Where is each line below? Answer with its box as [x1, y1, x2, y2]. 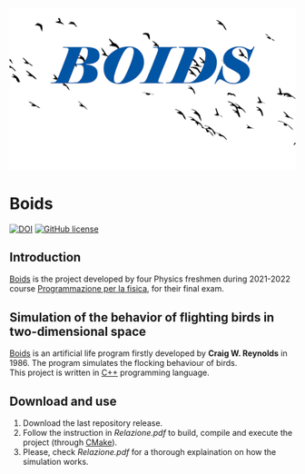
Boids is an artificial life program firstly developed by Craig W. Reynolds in [9, 348, 288, 359]
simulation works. [22, 457, 89, 468]
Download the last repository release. [22, 418, 163, 429]
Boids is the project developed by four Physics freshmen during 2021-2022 [9, 273, 290, 284]
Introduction [9, 250, 82, 265]
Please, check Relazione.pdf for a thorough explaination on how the [22, 447, 277, 458]
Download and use [9, 393, 117, 409]
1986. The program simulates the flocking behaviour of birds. [9, 358, 238, 369]
